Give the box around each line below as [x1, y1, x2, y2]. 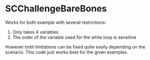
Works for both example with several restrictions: [5, 19, 106, 25]
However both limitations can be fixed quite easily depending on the [5, 44, 145, 50]
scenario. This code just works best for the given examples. [5, 49, 128, 55]
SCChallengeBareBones [5, 3, 107, 14]
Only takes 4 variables [12, 29, 59, 35]
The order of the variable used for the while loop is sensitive [12, 34, 136, 40]
